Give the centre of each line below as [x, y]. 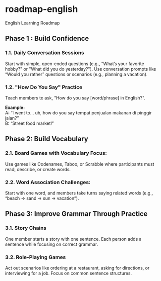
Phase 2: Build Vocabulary [47, 139]
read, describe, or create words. [38, 169]
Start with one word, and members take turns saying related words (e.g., [79, 193]
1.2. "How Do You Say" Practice [44, 87]
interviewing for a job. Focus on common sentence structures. [69, 273]
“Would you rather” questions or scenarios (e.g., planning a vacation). [76, 74]
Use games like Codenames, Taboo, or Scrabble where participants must [80, 164]
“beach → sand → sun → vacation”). [42, 198]
